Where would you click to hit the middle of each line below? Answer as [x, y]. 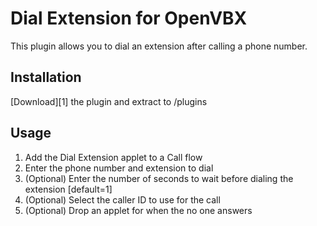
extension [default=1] [68, 189]
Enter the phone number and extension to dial [119, 168]
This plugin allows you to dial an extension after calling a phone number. [159, 46]
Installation [46, 77]
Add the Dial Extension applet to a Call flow [113, 157]
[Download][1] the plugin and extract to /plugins [109, 101]
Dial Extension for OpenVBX [129, 18]
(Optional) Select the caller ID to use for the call [122, 199]
